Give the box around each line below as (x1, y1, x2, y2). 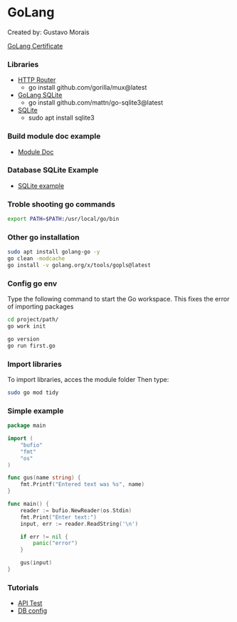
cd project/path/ (7, 316, 59, 323)
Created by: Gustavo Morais (7, 28, 90, 36)
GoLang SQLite (17, 90, 63, 100)
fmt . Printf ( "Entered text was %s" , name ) (20, 481, 144, 488)
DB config (17, 606, 48, 615)
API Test (17, 599, 43, 608)
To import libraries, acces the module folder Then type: (7, 375, 169, 384)
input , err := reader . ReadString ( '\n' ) (20, 520, 139, 527)
